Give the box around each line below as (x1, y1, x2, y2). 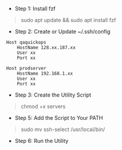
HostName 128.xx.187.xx (17, 44, 76, 50)
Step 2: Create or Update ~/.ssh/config (14, 28, 111, 35)
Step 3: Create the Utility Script (14, 91, 92, 98)
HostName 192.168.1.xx (17, 71, 73, 76)
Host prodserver (6, 65, 46, 71)
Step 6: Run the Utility (14, 138, 68, 144)
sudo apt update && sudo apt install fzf (20, 17, 117, 23)
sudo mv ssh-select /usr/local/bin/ (20, 126, 105, 133)
